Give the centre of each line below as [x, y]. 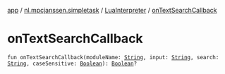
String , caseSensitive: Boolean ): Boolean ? [72, 63]
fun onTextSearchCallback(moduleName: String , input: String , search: [113, 57]
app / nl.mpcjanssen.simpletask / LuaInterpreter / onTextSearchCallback [112, 10]
